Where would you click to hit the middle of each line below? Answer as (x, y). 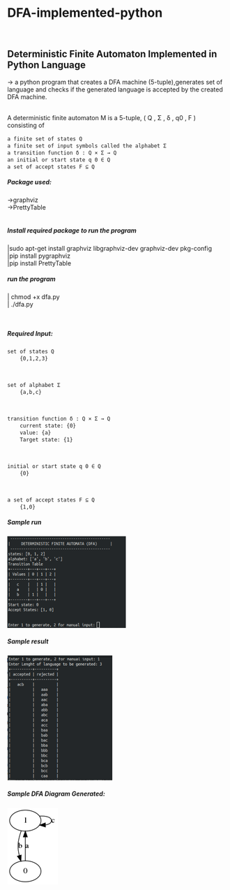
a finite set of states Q (45, 139)
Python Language (46, 65)
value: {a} (36, 432)
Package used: (30, 182)
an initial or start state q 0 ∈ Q (59, 160)
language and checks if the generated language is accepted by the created (115, 89)
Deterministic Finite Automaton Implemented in (112, 54)
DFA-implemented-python (85, 13)
